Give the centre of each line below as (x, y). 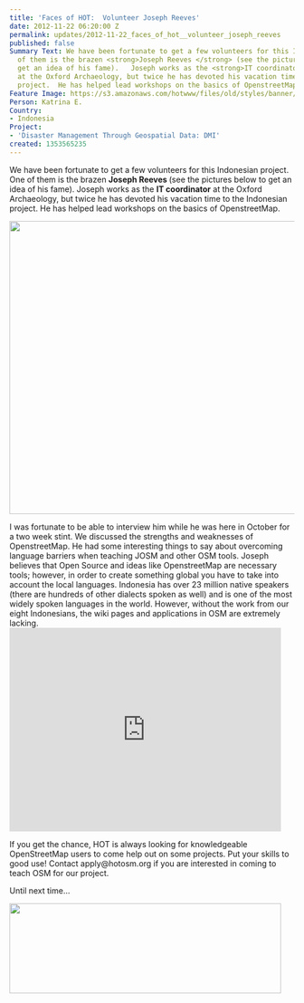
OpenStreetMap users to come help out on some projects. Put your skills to (149, 854)
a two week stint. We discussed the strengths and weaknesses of (131, 536)
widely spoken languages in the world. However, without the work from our (149, 604)
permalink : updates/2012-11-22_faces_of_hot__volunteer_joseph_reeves (145, 34)
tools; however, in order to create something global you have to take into (144, 575)
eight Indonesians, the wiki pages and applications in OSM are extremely (145, 613)
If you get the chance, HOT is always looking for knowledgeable (128, 844)
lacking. (24, 623)
